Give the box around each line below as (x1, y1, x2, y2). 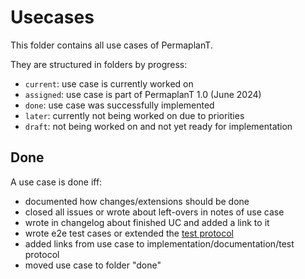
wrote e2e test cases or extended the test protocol (24, 227, 235, 239)
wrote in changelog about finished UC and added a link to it (24, 216, 270, 228)
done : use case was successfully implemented (24, 99, 215, 111)
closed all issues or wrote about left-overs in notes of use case (24, 206, 285, 218)
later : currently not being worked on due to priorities (24, 109, 245, 121)
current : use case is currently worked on (24, 77, 194, 90)
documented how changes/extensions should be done (24, 195, 250, 207)
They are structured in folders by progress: (10, 58, 188, 70)
